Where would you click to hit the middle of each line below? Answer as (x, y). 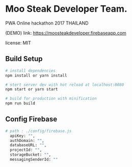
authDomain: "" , (27, 140)
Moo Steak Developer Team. (66, 9)
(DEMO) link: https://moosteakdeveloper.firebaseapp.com (66, 33)
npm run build (20, 103)
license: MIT (18, 43)
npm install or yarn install (36, 75)
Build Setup (24, 59)
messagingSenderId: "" (34, 160)
